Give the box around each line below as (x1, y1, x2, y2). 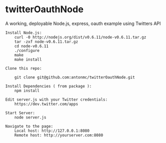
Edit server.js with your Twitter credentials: (5, 97, 108, 102)
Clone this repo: (5, 66, 42, 71)
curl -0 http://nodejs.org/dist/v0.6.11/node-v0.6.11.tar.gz (14, 35, 146, 40)
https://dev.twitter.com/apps (14, 101, 79, 106)
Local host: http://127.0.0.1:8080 (14, 128, 90, 133)
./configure (14, 48, 40, 53)
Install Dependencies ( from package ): (5, 83, 92, 89)
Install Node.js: (5, 30, 42, 35)
